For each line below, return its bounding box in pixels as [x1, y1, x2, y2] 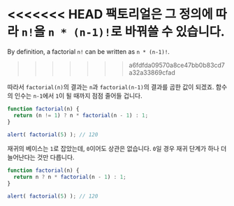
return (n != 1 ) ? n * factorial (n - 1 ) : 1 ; [13, 112, 149, 119]
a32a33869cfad [129, 68, 176, 77]
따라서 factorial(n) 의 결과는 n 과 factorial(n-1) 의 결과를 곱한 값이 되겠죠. [7, 82, 214, 91]
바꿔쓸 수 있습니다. [124, 24, 225, 40]
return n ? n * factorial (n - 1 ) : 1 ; [13, 174, 127, 181]
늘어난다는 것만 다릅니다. [7, 153, 75, 161]
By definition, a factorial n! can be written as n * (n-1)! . [7, 47, 170, 56]
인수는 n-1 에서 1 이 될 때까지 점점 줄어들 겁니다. [14, 91, 142, 100]
